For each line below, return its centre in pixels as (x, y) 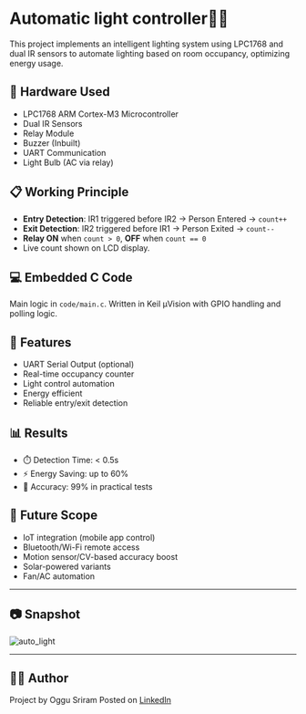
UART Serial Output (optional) (78, 365)
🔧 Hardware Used (60, 92)
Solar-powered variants (66, 566)
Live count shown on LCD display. (86, 248)
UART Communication (64, 152)
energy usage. (36, 63)
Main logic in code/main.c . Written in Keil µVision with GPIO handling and (145, 304)
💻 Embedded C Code (71, 277)
